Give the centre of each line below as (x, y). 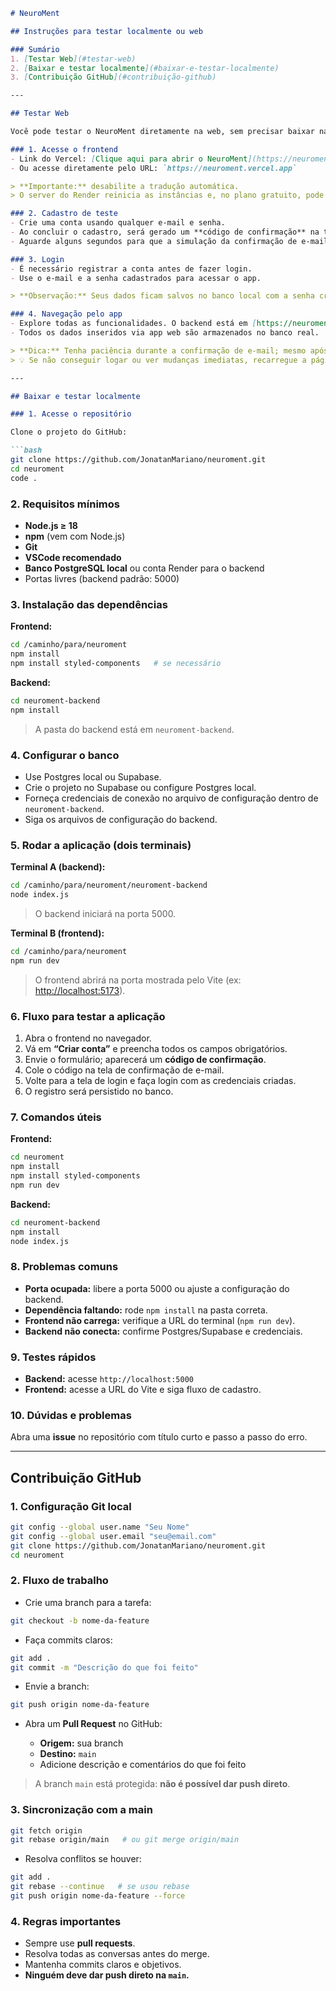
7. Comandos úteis (56, 1117)
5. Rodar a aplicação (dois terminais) (101, 845)
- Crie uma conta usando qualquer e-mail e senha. (118, 223)
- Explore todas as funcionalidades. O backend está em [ (133, 324)
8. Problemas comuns (64, 1267)
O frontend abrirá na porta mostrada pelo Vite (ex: (138, 980)
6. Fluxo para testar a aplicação (88, 1016)
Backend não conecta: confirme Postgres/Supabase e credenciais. (163, 1331)
